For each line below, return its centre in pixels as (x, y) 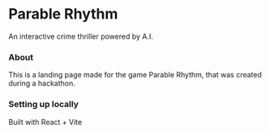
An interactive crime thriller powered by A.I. (81, 36)
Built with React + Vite (45, 122)
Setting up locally (44, 104)
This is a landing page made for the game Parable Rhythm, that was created (135, 75)
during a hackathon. (42, 83)
